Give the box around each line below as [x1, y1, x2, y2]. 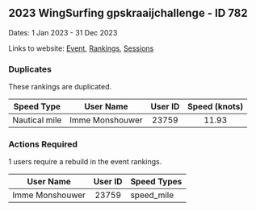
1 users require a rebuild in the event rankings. [8, 157, 162, 167]
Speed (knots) [187, 101, 244, 112]
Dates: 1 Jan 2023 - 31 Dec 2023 [8, 27, 118, 37]
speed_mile [130, 189, 174, 201]
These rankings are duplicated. [8, 82, 112, 92]
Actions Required [8, 139, 78, 150]
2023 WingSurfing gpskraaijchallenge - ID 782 [8, 6, 248, 20]
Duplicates [8, 64, 52, 75]
